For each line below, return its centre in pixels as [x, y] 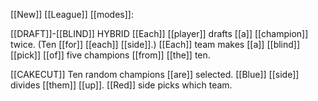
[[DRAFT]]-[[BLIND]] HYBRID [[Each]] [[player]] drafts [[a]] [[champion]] [159, 33]
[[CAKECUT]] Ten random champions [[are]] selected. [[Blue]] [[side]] [155, 74]
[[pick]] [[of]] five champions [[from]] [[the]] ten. [110, 55]
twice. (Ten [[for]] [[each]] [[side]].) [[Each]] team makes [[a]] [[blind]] [155, 44]
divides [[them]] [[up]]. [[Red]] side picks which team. [121, 85]
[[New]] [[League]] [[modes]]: [72, 14]
